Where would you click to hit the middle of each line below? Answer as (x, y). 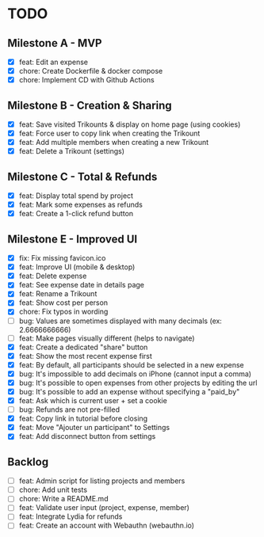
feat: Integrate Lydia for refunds (71, 516)
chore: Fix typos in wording (63, 312)
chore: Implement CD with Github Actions (87, 80)
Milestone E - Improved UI (73, 239)
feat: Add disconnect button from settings (87, 436)
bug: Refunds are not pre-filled (69, 409)
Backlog (28, 461)
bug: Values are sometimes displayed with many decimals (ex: (121, 321)
